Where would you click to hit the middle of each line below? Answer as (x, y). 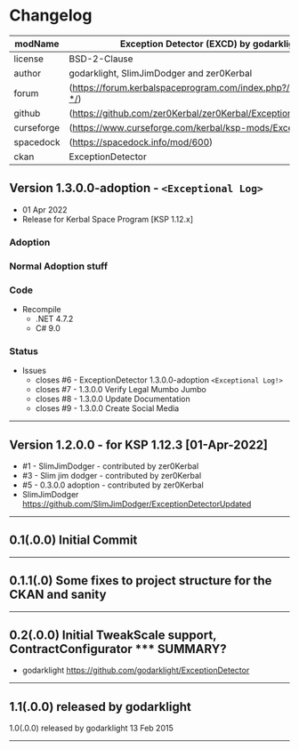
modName (37, 44)
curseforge (37, 127)
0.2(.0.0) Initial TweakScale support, (113, 636)
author (28, 73)
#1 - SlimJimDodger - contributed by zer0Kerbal (110, 466)
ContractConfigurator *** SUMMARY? (118, 649)
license (29, 59)
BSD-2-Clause (101, 59)
